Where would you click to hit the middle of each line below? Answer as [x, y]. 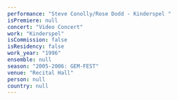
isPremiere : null [33, 20]
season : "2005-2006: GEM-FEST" [53, 66]
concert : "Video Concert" [45, 27]
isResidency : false [36, 46]
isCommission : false [38, 40]
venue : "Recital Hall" [40, 73]
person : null [26, 79]
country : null [28, 86]
